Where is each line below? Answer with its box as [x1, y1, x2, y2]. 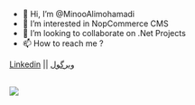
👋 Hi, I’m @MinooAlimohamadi [22, 9, 135, 19]
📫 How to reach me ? [22, 38, 104, 49]
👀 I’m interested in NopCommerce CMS [22, 18, 169, 29]
